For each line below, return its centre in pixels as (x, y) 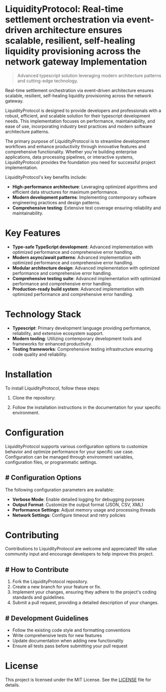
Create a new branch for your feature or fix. (57, 587)
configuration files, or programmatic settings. (51, 462)
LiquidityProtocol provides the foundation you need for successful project (81, 162)
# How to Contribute (37, 569)
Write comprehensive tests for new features (57, 635)
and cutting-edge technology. (48, 81)
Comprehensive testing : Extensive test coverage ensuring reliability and (86, 208)
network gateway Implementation (76, 62)
